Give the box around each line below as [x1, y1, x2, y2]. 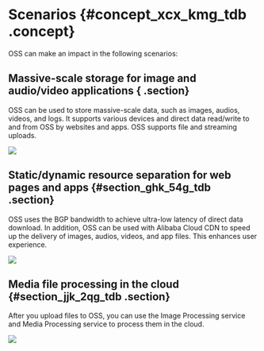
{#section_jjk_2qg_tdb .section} [8, 290, 170, 303]
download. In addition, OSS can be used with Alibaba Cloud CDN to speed [8, 222, 251, 232]
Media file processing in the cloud [8, 277, 180, 291]
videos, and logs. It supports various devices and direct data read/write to [8, 114, 250, 123]
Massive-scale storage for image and [8, 71, 197, 85]
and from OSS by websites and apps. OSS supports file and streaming [8, 121, 238, 132]
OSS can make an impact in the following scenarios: [8, 48, 178, 58]
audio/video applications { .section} [8, 84, 190, 98]
